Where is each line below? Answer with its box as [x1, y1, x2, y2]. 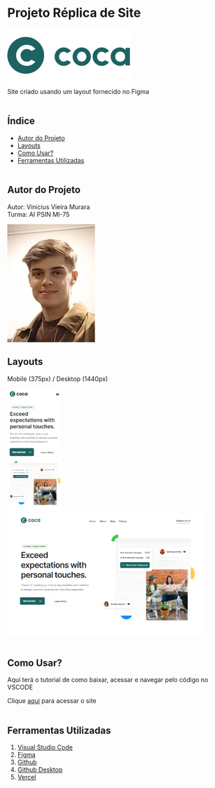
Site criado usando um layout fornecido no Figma [7, 87, 149, 95]
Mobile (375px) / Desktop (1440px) [7, 374, 109, 383]
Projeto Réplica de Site [7, 5, 141, 21]
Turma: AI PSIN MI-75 [7, 210, 70, 218]
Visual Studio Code [17, 742, 74, 752]
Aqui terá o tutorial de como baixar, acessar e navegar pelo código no [7, 676, 209, 684]
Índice [7, 115, 35, 127]
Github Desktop [17, 765, 63, 773]
